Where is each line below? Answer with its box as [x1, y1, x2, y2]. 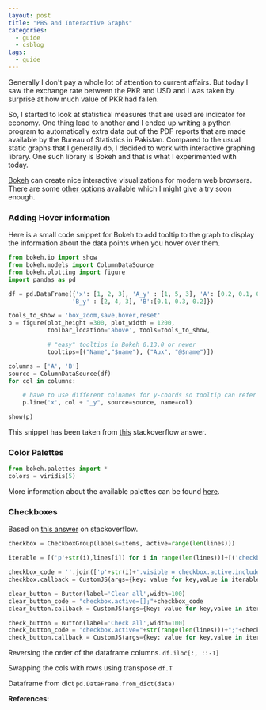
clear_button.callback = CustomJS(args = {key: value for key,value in [8, 605, 243, 613]
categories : [8, 26, 47, 34]
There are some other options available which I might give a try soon [8, 184, 232, 193]
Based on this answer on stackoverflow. [8, 524, 139, 534]
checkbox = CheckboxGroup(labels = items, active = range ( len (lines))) [8, 540, 236, 548]
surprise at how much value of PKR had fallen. [8, 94, 159, 104]
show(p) [8, 413, 34, 421]
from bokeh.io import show [8, 254, 97, 262]
